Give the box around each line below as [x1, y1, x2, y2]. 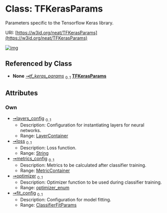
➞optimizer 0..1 [12, 173, 43, 180]
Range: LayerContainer [20, 133, 68, 139]
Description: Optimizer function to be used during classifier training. [20, 179, 162, 185]
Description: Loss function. [20, 145, 77, 151]
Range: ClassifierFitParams [20, 202, 77, 208]
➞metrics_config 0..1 [12, 155, 55, 162]
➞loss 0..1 [12, 138, 32, 145]
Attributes [5, 89, 38, 97]
